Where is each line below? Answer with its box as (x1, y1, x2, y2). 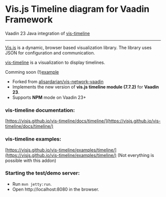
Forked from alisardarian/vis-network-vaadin (12, 78, 104, 85)
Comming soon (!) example (5, 69, 59, 75)
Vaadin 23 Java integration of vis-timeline (5, 30, 90, 36)
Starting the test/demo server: (5, 170, 80, 177)
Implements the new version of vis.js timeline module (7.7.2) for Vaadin (12, 84, 159, 90)
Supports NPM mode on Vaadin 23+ (12, 94, 86, 100)
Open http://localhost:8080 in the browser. (12, 186, 100, 192)
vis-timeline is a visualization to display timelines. (5, 59, 105, 65)
